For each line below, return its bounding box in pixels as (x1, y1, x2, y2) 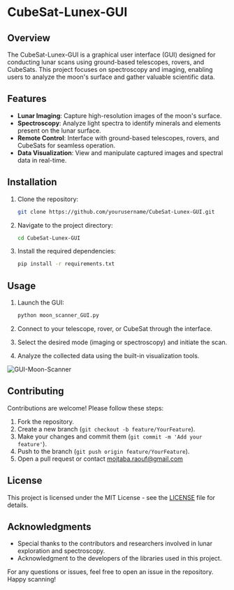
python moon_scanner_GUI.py (17, 312, 99, 319)
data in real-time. (17, 156, 67, 164)
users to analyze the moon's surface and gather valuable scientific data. (7, 73, 215, 81)
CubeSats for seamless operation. (17, 141, 116, 149)
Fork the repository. (17, 417, 75, 426)
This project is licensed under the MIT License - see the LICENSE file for (7, 493, 215, 501)
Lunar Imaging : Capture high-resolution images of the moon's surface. (17, 111, 222, 119)
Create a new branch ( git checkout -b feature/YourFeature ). (17, 425, 196, 433)
